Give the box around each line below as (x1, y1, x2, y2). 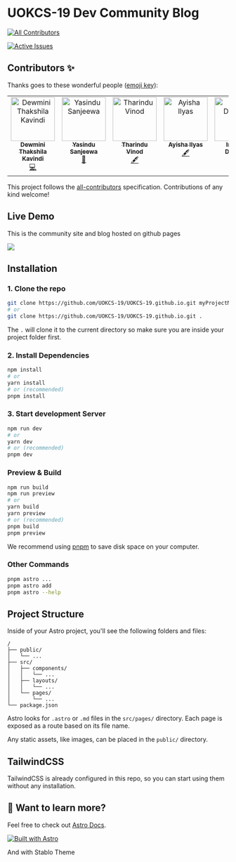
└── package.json (7, 702, 58, 709)
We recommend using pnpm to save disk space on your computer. (7, 542, 199, 551)
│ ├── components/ (7, 665, 68, 672)
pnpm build (7, 523, 39, 530)
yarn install (7, 379, 46, 386)
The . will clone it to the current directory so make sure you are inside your (7, 325, 224, 334)
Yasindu (72, 141, 96, 148)
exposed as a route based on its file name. (7, 721, 130, 730)
